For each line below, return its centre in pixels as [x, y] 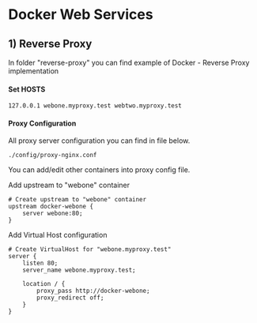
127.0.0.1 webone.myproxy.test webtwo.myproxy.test [95, 106]
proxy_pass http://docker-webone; [93, 291]
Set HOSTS [27, 89]
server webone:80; [53, 214]
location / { [44, 284]
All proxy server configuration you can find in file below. [99, 141]
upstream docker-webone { [51, 207]
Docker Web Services [81, 15]
